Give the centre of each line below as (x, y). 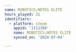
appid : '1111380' (31, 28)
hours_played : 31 (22, 14)
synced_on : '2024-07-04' (39, 38)
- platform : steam (28, 24)
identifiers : (18, 19)
